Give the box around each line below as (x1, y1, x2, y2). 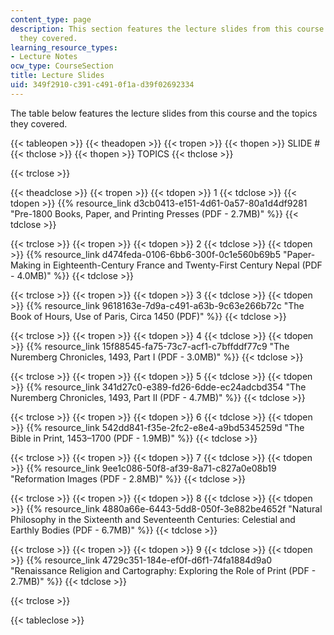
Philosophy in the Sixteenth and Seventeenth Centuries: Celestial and (10, 513, 296, 525)
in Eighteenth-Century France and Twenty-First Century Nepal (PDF (43, 259, 323, 271)
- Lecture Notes (10, 52, 78, 62)
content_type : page (10, 14, 92, 25)
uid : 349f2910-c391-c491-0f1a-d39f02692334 (10, 80, 195, 90)
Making (10, 259, 42, 271)
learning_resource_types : (10, 42, 118, 53)
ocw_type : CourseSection (10, 61, 114, 71)
